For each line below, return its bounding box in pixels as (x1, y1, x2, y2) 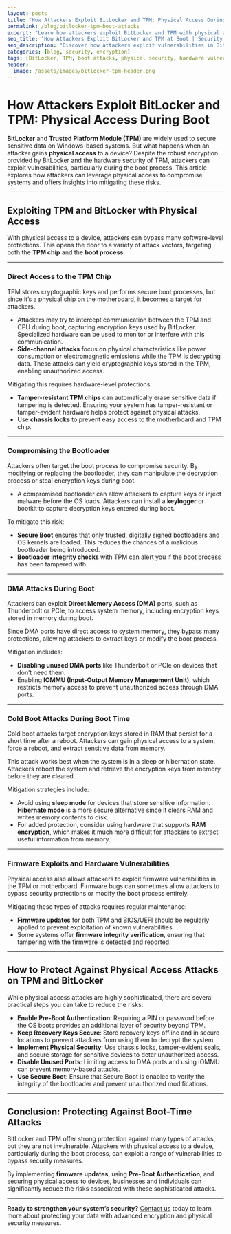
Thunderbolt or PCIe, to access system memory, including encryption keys (7, 606, 219, 615)
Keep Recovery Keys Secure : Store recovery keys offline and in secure (16, 1028, 220, 1037)
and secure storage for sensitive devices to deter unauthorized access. (16, 1050, 219, 1059)
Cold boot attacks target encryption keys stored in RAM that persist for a (7, 729, 213, 738)
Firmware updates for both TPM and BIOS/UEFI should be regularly (16, 916, 210, 924)
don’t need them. (16, 668, 66, 677)
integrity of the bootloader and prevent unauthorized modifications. (16, 1079, 208, 1088)
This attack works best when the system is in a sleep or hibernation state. (7, 758, 216, 766)
